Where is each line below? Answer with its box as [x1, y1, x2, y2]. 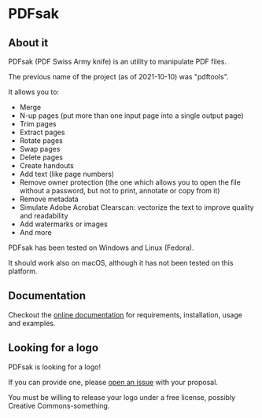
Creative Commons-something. [8, 401, 110, 410]
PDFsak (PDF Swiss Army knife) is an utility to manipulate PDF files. [8, 57, 227, 66]
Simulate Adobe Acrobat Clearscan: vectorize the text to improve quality [19, 203, 254, 212]
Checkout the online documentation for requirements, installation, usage [8, 310, 242, 319]
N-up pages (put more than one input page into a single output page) [19, 111, 244, 120]
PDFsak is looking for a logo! [8, 362, 101, 372]
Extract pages [19, 127, 65, 137]
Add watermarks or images [19, 219, 108, 229]
